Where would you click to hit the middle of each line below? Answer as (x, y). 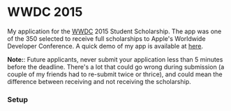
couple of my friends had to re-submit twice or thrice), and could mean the (115, 74)
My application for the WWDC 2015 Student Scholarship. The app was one (114, 31)
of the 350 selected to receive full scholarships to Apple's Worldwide (106, 38)
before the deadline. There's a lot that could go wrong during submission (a (116, 67)
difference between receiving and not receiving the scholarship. (99, 81)
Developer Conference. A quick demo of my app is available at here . (105, 46)
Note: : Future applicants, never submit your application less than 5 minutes (115, 59)
